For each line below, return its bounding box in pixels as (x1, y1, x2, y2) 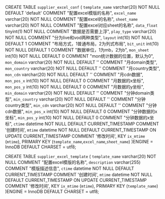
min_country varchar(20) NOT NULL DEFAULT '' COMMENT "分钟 (13, 96, 146, 102)
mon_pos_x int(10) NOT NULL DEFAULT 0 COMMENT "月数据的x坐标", (5, 78, 144, 83)
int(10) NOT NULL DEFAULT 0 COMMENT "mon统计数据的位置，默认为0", (5, 53, 154, 59)
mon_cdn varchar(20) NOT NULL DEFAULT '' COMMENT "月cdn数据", (5, 71, 144, 77)
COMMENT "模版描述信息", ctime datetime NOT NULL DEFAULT (5, 166, 134, 171)
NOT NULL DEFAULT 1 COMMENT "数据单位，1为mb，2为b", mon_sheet (5, 47, 149, 53)
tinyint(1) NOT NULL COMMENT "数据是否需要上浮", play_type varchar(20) (5, 29, 157, 34)
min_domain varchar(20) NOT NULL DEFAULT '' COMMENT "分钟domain (5, 90, 150, 96)
